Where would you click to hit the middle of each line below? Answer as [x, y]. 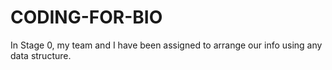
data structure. [41, 55]
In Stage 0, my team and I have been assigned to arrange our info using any [166, 45]
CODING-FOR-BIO [86, 17]
